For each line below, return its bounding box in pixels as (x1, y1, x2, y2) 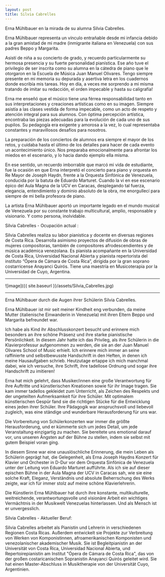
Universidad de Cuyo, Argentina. (5, 268, 71, 274)
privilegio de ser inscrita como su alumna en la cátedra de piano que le (5, 65, 149, 71)
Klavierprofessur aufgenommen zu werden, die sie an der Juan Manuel (5, 342, 149, 348)
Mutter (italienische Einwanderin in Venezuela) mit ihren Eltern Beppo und (5, 312, 154, 317)
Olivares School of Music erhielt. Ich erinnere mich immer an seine (5, 347, 140, 353)
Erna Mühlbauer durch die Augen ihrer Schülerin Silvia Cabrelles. (5, 297, 137, 303)
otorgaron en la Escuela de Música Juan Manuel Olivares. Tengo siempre (5, 70, 153, 76)
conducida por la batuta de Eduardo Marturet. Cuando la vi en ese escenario (5, 177, 160, 183)
